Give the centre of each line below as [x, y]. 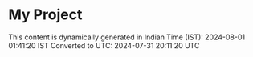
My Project [45, 15]
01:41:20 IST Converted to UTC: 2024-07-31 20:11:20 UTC [104, 45]
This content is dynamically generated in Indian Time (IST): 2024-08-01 [127, 37]
